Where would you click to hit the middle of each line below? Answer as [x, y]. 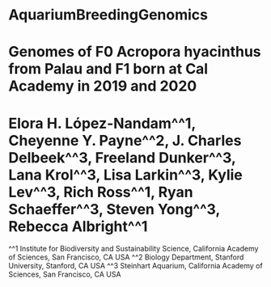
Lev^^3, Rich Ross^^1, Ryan [101, 192]
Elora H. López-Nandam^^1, [102, 123]
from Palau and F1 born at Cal [108, 69]
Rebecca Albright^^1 [78, 226]
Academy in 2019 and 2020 [103, 86]
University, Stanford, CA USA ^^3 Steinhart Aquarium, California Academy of [135, 266]
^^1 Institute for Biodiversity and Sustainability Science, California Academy [133, 249]
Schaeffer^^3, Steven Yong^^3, [114, 209]
